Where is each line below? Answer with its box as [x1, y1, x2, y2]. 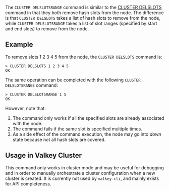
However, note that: [5, 105, 46, 111]
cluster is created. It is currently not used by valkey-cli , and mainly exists [5, 175, 159, 181]
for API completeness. [5, 180, 51, 186]
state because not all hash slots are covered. [12, 136, 106, 142]
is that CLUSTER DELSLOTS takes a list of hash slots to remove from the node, [5, 15, 160, 21]
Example [5, 40, 33, 49]
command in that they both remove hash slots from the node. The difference [5, 10, 164, 16]
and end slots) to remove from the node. [5, 26, 89, 32]
